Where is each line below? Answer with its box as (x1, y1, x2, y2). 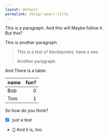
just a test (12, 117, 32, 122)
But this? (5, 30, 23, 36)
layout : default (5, 7, 38, 12)
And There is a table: (5, 67, 47, 73)
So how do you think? (5, 107, 49, 113)
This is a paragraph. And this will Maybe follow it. (5, 25, 104, 30)
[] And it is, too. (12, 126, 43, 132)
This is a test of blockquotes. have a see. (17, 49, 99, 55)
